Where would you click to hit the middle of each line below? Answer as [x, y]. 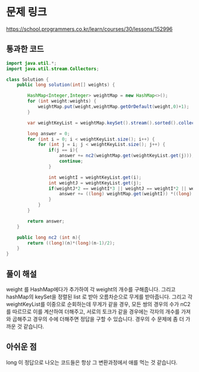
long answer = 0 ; [49, 133]
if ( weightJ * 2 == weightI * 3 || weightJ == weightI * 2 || [118, 188]
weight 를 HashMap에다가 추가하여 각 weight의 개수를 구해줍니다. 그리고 [91, 289]
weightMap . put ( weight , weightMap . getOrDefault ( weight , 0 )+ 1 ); [113, 107]
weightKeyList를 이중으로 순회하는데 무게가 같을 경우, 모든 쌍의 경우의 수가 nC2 [98, 304]
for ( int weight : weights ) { [62, 101]
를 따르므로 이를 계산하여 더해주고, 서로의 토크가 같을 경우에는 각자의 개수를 [93, 311]
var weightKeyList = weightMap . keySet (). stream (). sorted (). [103, 123]
